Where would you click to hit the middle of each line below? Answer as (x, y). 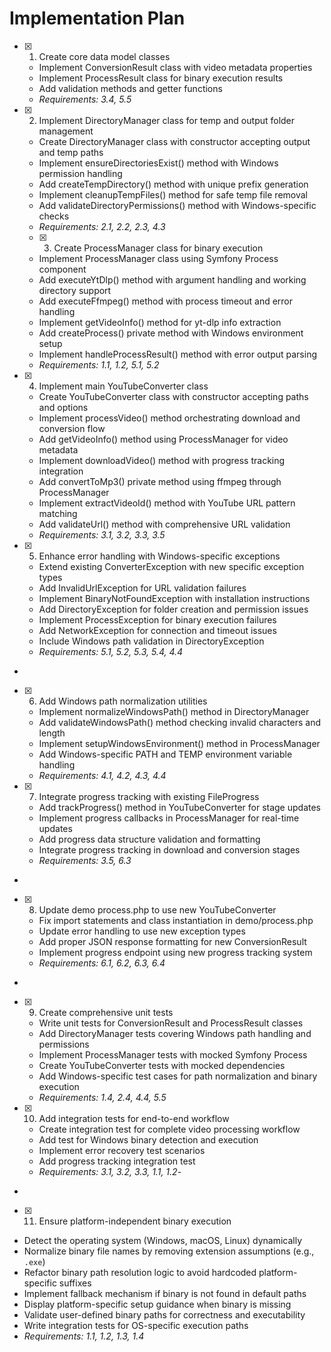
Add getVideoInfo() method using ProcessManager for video (163, 439)
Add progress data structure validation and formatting (149, 839)
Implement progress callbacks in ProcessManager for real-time (169, 818)
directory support (75, 290)
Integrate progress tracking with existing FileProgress (149, 796)
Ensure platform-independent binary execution (135, 1221)
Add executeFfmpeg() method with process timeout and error (166, 301)
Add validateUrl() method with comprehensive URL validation (164, 524)
